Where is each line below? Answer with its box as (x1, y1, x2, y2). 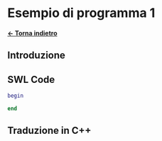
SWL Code (7, 73, 55, 86)
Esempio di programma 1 (7, 5, 156, 21)
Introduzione (7, 50, 66, 62)
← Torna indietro (7, 28, 58, 37)
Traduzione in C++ (7, 125, 92, 137)
